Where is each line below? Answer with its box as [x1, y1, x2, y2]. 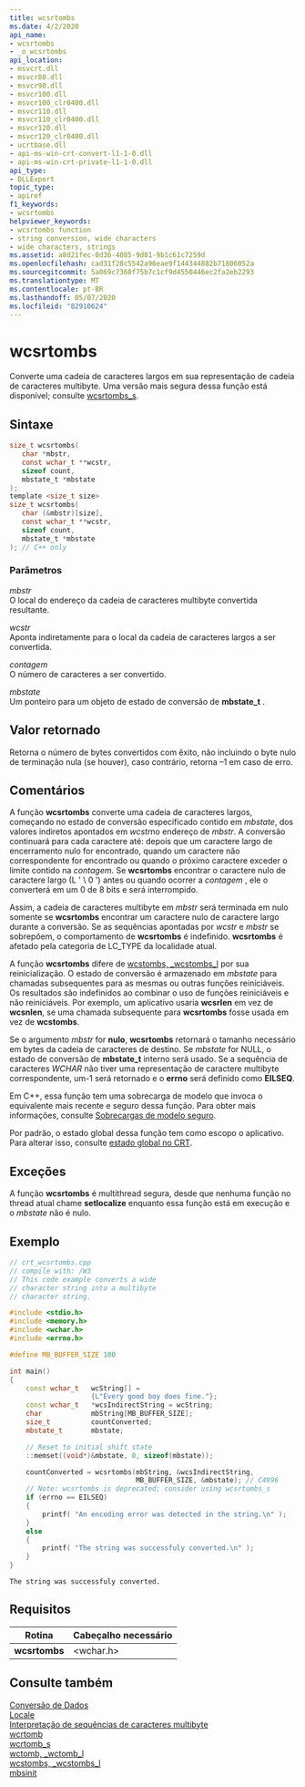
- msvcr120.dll [9, 124, 67, 133]
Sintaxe [9, 417, 54, 432]
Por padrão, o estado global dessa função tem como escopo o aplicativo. [9, 1128, 285, 1139]
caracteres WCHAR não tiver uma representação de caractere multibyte [9, 1063, 280, 1074]
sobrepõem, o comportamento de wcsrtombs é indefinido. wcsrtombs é [9, 931, 284, 942]
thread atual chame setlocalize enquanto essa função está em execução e [9, 1198, 290, 1209]
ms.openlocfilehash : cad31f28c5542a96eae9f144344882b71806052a [9, 259, 255, 269]
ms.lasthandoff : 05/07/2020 [9, 293, 117, 302]
